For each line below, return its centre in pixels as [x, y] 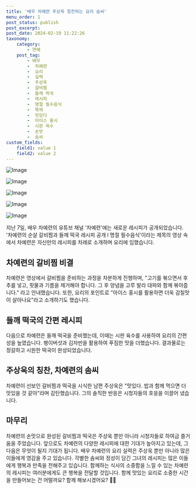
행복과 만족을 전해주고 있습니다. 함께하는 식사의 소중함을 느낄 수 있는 [95, 465]
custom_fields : [25, 142]
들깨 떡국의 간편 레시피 [44, 320]
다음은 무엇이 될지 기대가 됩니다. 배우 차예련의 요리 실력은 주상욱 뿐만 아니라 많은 [98, 450]
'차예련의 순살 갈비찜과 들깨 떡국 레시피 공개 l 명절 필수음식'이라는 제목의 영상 [94, 235]
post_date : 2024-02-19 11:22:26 [45, 33]
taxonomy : [18, 39]
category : [29, 45]
